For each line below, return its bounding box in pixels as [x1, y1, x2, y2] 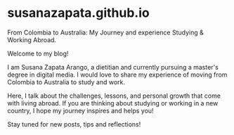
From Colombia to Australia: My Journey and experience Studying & [7, 28, 204, 37]
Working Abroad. [7, 35, 57, 44]
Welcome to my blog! [7, 49, 69, 58]
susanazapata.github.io [7, 5, 150, 21]
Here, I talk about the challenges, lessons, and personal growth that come [7, 91, 221, 100]
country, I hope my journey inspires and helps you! [7, 106, 154, 115]
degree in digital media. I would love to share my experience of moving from [7, 70, 228, 79]
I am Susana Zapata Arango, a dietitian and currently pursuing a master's [7, 63, 219, 71]
